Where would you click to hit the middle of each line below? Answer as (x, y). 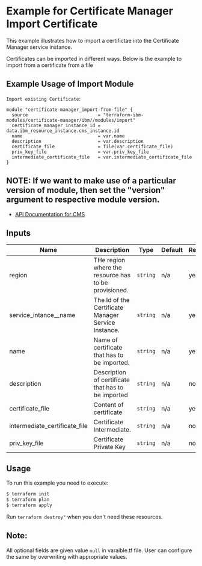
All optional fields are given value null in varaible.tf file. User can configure (99, 550)
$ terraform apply (29, 505)
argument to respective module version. (83, 200)
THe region (109, 260)
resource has (112, 275)
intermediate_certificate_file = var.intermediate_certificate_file (102, 157)
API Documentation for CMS (50, 214)
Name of (106, 340)
